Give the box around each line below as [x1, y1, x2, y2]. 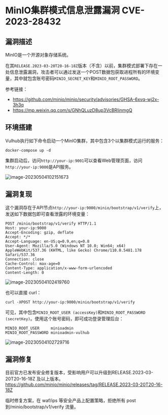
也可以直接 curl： [5, 289, 42, 295]
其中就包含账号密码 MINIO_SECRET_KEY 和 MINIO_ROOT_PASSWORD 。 [14, 75, 143, 81]
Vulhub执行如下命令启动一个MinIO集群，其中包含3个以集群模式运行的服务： [5, 137, 164, 144]
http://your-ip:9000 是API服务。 [5, 163, 74, 170]
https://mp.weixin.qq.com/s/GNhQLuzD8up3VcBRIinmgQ [12, 107, 132, 113]
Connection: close [5, 257, 44, 262]
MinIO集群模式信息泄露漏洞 [5, 5, 120, 16]
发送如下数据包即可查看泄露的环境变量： [5, 211, 90, 217]
